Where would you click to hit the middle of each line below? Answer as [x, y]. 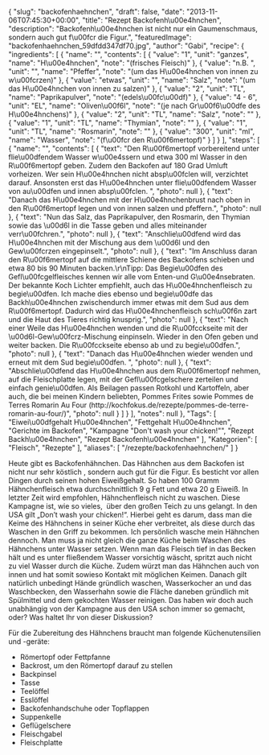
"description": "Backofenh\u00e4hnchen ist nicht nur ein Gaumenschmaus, [133, 29]
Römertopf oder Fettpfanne [65, 657]
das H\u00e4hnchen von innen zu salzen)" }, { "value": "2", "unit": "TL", [127, 89]
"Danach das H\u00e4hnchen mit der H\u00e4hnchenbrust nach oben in [129, 200]
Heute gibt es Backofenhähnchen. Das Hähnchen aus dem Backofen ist [126, 463]
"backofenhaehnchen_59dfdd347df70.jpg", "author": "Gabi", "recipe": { [126, 46]
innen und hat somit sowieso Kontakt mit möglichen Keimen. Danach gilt [128, 574]
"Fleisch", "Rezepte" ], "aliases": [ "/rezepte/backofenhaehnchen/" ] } [123, 448]
